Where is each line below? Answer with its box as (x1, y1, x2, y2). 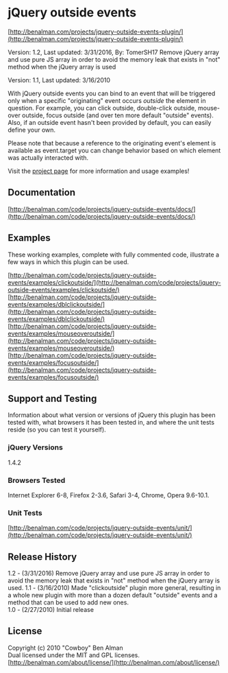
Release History (8, 551, 77, 563)
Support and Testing (8, 392, 97, 404)
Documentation (8, 187, 76, 198)
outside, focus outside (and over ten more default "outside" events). (22, 111, 214, 119)
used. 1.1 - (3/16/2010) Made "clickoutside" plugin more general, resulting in (8, 584, 221, 592)
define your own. (8, 126, 56, 134)
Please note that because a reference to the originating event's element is (8, 139, 216, 147)
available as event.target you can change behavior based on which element (8, 146, 221, 154)
